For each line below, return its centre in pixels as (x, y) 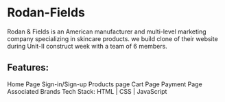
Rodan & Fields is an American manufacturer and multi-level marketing (107, 31)
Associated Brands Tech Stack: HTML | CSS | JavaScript (87, 91)
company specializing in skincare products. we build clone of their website (113, 38)
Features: (28, 67)
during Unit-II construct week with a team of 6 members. (87, 46)
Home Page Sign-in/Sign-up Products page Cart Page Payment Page (105, 84)
